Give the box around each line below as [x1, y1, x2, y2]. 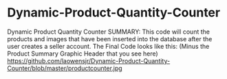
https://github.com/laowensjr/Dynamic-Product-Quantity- [7, 56, 171, 65]
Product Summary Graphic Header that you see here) [7, 49, 158, 58]
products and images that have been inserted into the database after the [7, 34, 213, 43]
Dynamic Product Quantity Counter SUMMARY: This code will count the [7, 27, 210, 36]
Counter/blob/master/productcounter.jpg [7, 64, 122, 72]
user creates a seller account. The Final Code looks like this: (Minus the [7, 42, 210, 50]
